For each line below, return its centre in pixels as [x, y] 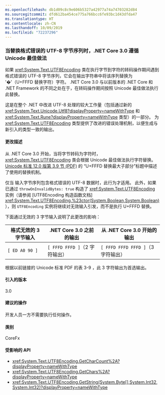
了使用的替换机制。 [25, 172]
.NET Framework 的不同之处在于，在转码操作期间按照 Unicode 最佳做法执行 [82, 88]
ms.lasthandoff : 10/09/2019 [34, 28]
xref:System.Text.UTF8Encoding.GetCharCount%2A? [66, 361]
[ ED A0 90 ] [23, 250]
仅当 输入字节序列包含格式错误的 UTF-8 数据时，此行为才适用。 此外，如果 [81, 182]
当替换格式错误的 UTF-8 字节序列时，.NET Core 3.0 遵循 [72, 51]
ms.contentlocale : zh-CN [30, 23]
